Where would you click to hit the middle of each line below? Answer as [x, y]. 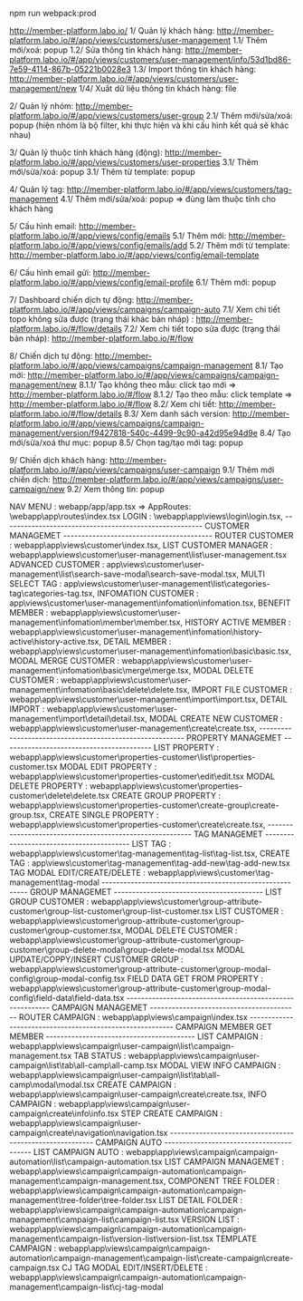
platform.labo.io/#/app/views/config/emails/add [99, 245]
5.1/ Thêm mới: [199, 236]
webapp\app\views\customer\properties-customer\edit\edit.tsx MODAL [142, 776]
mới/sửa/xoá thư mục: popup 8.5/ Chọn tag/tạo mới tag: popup [126, 442]
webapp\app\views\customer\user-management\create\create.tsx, [133, 728]
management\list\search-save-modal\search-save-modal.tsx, [124, 574]
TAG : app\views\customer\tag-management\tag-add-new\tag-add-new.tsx [150, 863]
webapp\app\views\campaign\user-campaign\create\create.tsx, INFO [138, 1094]
